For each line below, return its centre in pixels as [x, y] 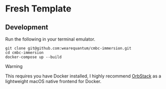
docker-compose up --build [33, 57]
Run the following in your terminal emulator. [50, 39]
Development [27, 27]
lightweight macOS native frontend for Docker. [53, 81]
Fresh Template [38, 9]
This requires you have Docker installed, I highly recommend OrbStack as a [83, 76]
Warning [14, 66]
